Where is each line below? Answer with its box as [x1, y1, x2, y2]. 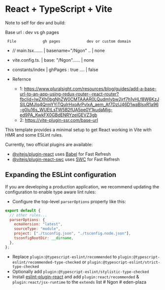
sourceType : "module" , [14, 226, 61, 231]
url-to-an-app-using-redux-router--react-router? [19, 91, 119, 97]
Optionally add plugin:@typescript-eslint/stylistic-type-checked [12, 268, 149, 274]
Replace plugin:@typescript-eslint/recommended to [12, 254, 117, 259]
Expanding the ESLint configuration [5, 171, 117, 179]
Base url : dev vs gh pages [5, 29, 59, 35]
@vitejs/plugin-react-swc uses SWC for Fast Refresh [12, 156, 120, 162]
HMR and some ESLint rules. [5, 132, 63, 138]
